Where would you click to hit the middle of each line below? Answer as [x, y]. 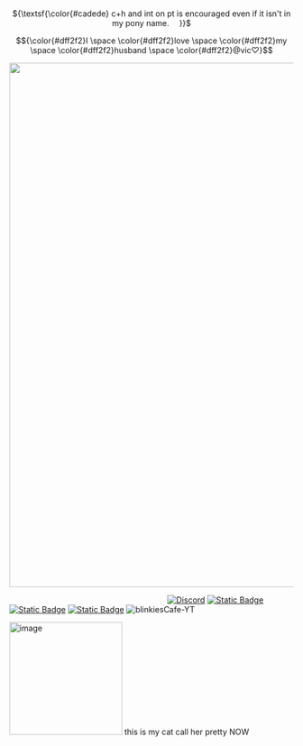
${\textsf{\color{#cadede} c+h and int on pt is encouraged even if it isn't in [151, 14]
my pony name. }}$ [151, 23]
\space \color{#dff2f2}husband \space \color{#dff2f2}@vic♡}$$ [151, 50]
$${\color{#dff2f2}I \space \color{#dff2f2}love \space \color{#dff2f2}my [151, 41]
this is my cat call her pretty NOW [187, 732]
